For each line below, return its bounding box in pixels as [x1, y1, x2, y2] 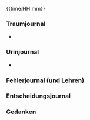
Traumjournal [6, 20, 46, 28]
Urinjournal [6, 48, 39, 56]
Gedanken [6, 108, 36, 116]
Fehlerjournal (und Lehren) [6, 76, 84, 85]
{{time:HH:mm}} [6, 5, 45, 12]
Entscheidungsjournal [6, 92, 71, 100]
